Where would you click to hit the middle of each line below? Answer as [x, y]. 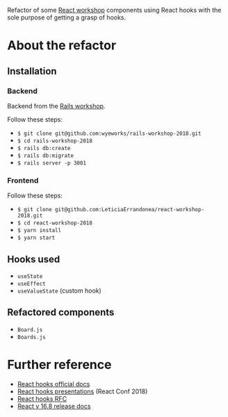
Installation [32, 71]
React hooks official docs [54, 384]
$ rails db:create [44, 148]
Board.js [30, 329]
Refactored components [61, 312]
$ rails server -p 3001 [52, 163]
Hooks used [34, 259]
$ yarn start [36, 238]
